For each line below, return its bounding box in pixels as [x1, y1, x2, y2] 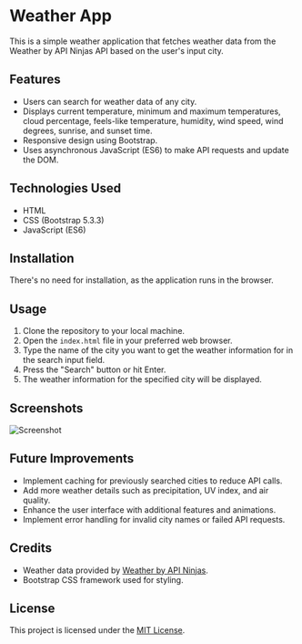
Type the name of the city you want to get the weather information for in [22, 345, 294, 356]
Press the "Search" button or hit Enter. [22, 364, 166, 375]
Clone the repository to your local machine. [22, 326, 185, 337]
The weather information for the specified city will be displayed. [22, 374, 262, 385]
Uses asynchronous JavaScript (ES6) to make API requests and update [22, 144, 289, 155]
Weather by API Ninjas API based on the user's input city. [9, 45, 225, 56]
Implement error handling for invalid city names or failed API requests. [22, 514, 286, 525]
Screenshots [9, 400, 84, 416]
